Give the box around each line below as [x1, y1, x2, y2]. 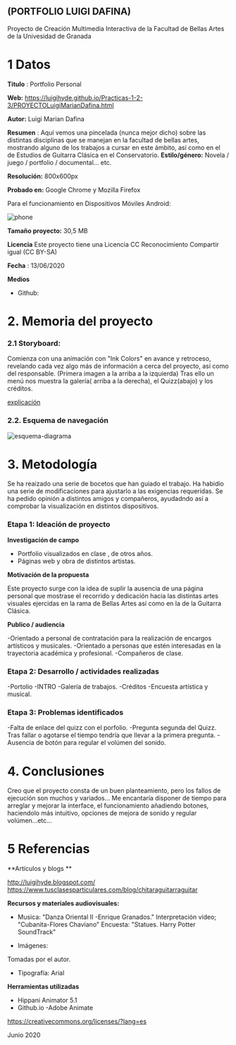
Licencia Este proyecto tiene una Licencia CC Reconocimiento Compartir [7, 240, 220, 249]
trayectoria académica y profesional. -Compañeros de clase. [7, 648, 183, 657]
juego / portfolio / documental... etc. [7, 158, 112, 166]
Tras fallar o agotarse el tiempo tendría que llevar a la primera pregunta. [7, 731, 216, 739]
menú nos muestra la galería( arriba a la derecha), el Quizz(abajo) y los [7, 377, 213, 385]
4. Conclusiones [7, 763, 105, 779]
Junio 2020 [7, 1031, 41, 1039]
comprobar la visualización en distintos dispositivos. [7, 502, 159, 510]
